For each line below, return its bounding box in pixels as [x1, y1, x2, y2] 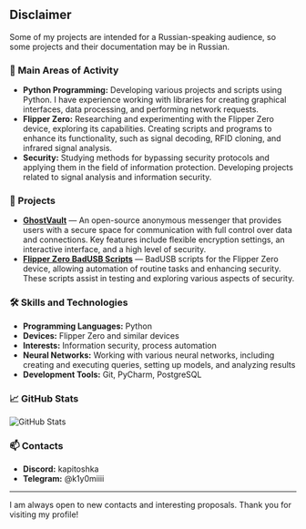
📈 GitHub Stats [9, 392, 79, 404]
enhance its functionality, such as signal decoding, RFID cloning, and [22, 133, 281, 144]
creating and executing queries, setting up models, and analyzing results [22, 359, 296, 370]
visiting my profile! [9, 509, 79, 520]
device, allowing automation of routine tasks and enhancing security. [22, 263, 281, 274]
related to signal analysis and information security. [22, 172, 212, 183]
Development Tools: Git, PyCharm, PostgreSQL [22, 369, 202, 380]
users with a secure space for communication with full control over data [22, 225, 293, 236]
